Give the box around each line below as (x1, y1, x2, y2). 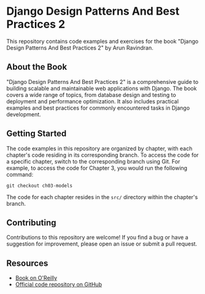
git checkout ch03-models (6, 183, 72, 189)
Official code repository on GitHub (15, 281, 102, 288)
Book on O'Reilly (15, 274, 57, 282)
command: (6, 170, 34, 178)
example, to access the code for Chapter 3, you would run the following (6, 164, 188, 171)
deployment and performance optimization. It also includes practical (6, 97, 179, 105)
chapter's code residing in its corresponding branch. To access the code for (6, 151, 199, 159)
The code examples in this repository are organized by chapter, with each (6, 145, 193, 152)
